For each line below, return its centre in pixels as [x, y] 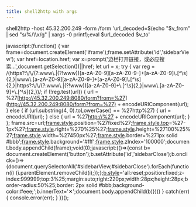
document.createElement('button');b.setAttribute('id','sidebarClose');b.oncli [97, 154]
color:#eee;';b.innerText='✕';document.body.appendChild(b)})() [83, 191]
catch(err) [178, 191]
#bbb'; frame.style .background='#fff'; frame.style [65, 141]
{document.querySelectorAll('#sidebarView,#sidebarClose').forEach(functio [97, 166]
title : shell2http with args [42, 11]
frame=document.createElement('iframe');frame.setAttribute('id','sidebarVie [98, 52]
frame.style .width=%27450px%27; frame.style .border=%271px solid [96, 135]
